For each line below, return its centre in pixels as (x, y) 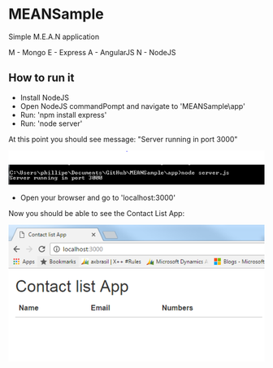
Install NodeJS (45, 97)
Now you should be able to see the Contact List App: (97, 214)
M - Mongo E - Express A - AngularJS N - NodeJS (92, 52)
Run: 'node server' (51, 123)
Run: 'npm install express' (63, 115)
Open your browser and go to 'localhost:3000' (98, 198)
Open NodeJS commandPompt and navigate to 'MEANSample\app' (132, 106)
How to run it (41, 78)
